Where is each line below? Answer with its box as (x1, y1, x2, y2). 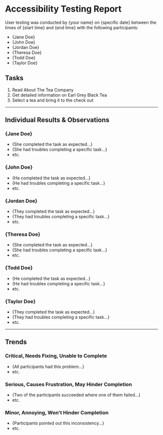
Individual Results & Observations (5, 116, 110, 124)
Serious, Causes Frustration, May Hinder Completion (5, 381, 132, 387)
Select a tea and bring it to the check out (12, 97, 94, 103)
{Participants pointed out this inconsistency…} (12, 420, 104, 426)
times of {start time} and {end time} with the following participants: (5, 24, 139, 30)
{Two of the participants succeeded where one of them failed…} (12, 392, 141, 398)
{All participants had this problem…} (12, 364, 84, 369)
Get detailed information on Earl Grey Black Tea (12, 92, 107, 98)
